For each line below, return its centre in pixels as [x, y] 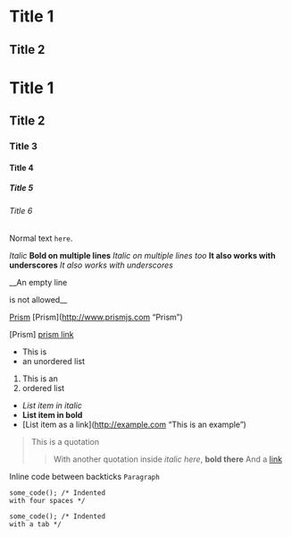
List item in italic [52, 405]
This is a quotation [65, 442]
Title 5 [21, 188]
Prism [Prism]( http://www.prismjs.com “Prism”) [96, 317]
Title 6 [21, 210]
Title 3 [23, 147]
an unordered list [54, 362]
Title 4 [21, 167]
